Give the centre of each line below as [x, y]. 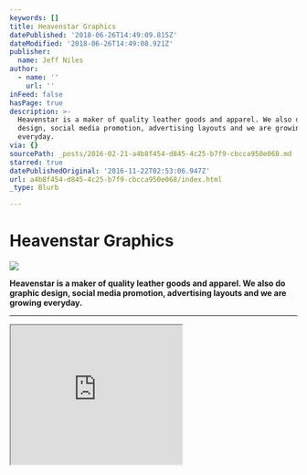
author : [24, 69]
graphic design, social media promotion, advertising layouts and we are [148, 293]
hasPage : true [37, 103]
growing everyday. [46, 303]
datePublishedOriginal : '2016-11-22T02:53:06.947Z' [110, 171]
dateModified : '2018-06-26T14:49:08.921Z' [91, 43]
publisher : [30, 52]
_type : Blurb [34, 188]
